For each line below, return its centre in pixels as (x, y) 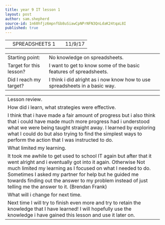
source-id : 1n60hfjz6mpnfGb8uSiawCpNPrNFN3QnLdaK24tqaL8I (66, 23)
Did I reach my (24, 80)
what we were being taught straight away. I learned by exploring (82, 128)
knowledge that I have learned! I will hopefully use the (69, 209)
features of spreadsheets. (79, 72)
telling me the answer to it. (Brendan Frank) (57, 187)
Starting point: (24, 58)
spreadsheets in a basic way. (82, 86)
